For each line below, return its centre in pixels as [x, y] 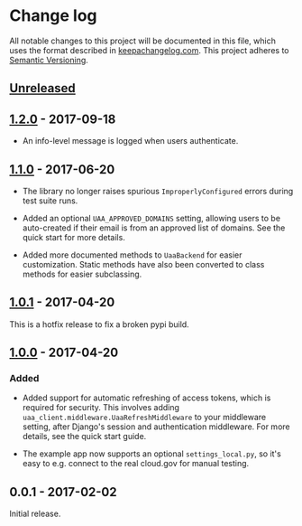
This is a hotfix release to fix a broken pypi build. [99, 324]
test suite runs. [50, 201]
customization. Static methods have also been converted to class [143, 264]
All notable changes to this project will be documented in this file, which [143, 41]
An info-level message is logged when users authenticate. [130, 141]
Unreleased [43, 88]
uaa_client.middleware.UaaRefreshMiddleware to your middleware [144, 418]
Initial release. [35, 514]
